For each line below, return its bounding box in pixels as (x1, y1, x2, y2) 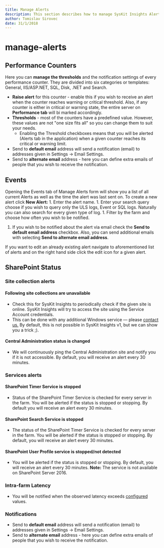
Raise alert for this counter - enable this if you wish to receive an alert (12, 94, 153, 100)
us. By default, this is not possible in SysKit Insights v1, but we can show (12, 322, 158, 328)
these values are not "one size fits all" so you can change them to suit (12, 120, 153, 126)
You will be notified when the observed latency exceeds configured (12, 493, 148, 499)
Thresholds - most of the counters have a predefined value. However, (12, 115, 154, 121)
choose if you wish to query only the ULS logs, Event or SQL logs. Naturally (5, 204, 157, 210)
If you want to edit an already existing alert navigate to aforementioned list (5, 244, 154, 250)
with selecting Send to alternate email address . (12, 235, 109, 241)
